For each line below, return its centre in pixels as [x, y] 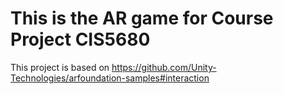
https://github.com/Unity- [164, 67]
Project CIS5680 [80, 39]
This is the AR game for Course [142, 18]
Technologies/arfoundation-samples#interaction [110, 78]
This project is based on [60, 67]
